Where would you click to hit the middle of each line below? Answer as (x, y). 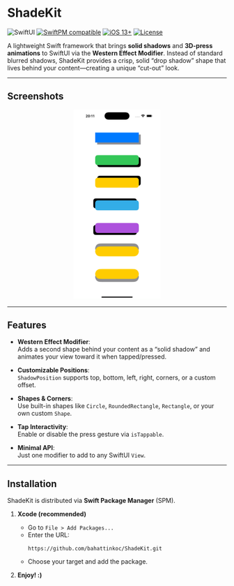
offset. (26, 385)
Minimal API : (36, 448)
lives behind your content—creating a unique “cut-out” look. (93, 68)
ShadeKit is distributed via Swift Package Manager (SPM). (91, 501)
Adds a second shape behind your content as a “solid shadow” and (114, 350)
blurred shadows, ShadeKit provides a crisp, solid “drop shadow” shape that (117, 60)
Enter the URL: (48, 535)
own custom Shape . (45, 414)
